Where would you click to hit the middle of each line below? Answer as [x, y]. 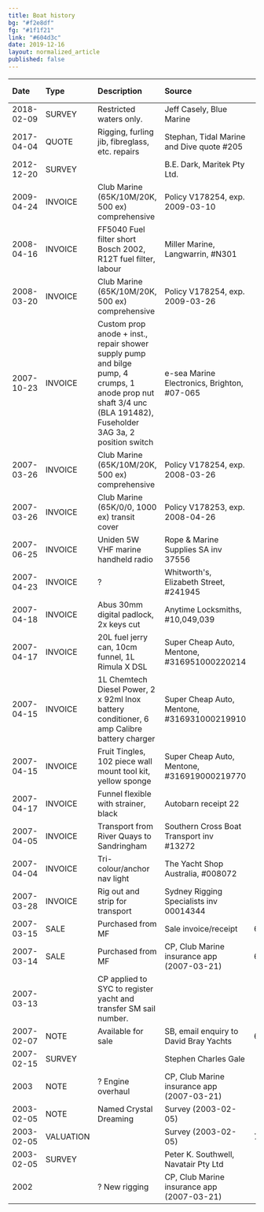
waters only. [120, 119]
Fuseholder [119, 422]
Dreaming [116, 1118]
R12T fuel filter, [126, 258]
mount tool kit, [124, 771]
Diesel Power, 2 [126, 689]
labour [110, 269]
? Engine [114, 1081]
